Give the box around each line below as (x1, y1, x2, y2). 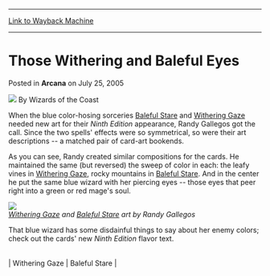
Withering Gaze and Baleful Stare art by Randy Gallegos (8, 209, 195, 219)
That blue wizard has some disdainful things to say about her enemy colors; (8, 225, 260, 234)
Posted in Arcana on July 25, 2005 (8, 78, 125, 88)
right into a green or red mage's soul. (8, 186, 131, 196)
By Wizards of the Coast (18, 94, 99, 105)
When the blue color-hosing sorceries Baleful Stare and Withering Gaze (8, 110, 246, 120)
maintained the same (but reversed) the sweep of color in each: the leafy (8, 160, 250, 170)
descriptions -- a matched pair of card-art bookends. (8, 136, 185, 146)
